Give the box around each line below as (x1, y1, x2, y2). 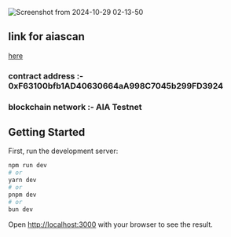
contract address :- (8, 71, 84, 82)
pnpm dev (8, 191, 37, 199)
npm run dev (8, 162, 47, 170)
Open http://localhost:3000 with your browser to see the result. (8, 220, 214, 229)
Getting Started (8, 126, 86, 139)
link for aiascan (8, 30, 85, 43)
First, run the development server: (8, 146, 119, 156)
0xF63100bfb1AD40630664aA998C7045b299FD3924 (8, 80, 224, 91)
